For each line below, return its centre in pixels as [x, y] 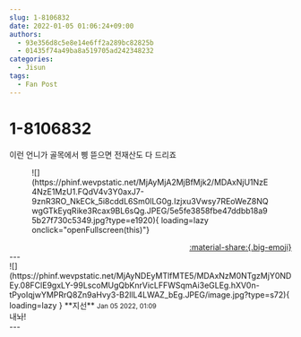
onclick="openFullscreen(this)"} [91, 229]
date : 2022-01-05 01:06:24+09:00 [72, 26]
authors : [26, 34]
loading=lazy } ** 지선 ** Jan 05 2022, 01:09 [83, 305]
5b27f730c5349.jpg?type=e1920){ [95, 220]
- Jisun [32, 68]
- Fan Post [38, 84]
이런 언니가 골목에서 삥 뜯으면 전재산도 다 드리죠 [93, 154]
